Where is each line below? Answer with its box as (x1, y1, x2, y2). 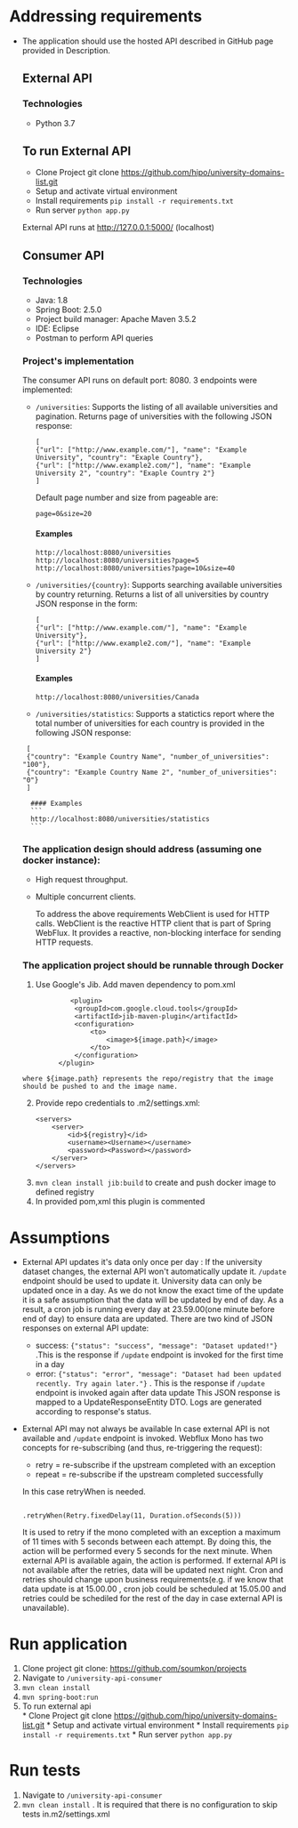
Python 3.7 (35, 117, 76, 128)
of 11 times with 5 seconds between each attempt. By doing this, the (21, 1536, 272, 1547)
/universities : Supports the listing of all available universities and (35, 402, 278, 413)
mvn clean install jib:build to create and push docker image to (35, 1177, 277, 1188)
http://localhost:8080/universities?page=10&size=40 (35, 563, 236, 573)
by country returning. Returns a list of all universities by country (35, 589, 270, 600)
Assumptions (9, 1228, 110, 1247)
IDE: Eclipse (35, 323, 80, 334)
